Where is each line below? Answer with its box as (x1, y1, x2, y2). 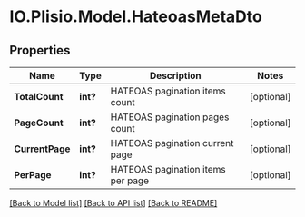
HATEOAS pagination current (110, 137, 234, 149)
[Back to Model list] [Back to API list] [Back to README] (9, 198, 218, 208)
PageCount (14, 116, 64, 129)
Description (149, 70, 202, 82)
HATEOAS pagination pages (110, 111, 230, 123)
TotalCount (14, 91, 64, 103)
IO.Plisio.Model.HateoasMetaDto (9, 6, 263, 27)
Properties (9, 43, 71, 58)
